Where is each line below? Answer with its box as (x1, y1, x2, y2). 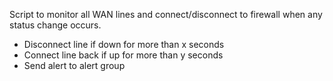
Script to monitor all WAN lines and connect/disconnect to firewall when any (9, 9, 323, 20)
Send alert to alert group (23, 60, 126, 71)
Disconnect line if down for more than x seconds (23, 39, 225, 50)
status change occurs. (9, 19, 102, 31)
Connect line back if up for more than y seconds (23, 49, 224, 61)
